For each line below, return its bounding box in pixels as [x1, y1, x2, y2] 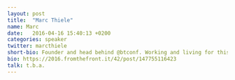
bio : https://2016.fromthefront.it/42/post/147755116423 [7, 56, 177, 63]
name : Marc [7, 23, 39, 30]
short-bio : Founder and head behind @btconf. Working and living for [7, 49, 215, 56]
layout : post [7, 10, 45, 17]
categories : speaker [7, 36, 68, 43]
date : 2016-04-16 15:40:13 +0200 [7, 29, 111, 37]
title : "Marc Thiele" [7, 17, 73, 24]
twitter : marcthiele [7, 42, 68, 49]
